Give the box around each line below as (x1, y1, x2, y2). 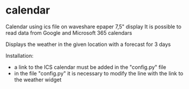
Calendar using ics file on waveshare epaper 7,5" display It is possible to (5, 23, 181, 30)
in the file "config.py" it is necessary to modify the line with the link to (14, 70, 184, 77)
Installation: (5, 52, 34, 59)
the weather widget (14, 76, 62, 83)
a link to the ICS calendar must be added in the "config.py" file (14, 63, 167, 71)
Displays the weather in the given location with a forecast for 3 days (5, 41, 171, 48)
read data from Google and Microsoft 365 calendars (5, 29, 132, 36)
